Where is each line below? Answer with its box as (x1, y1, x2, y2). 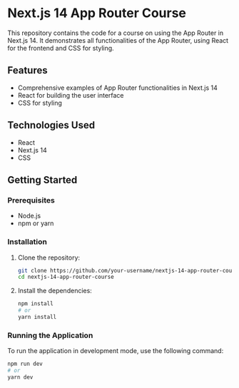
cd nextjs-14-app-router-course (17, 273, 114, 281)
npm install (17, 300, 54, 307)
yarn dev (7, 373, 34, 381)
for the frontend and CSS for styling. (7, 44, 114, 52)
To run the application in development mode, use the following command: (7, 347, 224, 355)
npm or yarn (17, 219, 54, 228)
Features (7, 64, 48, 76)
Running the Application (7, 330, 93, 340)
